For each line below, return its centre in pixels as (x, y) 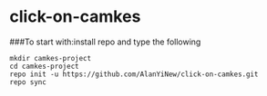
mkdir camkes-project (51, 58)
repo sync (28, 82)
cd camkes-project (44, 66)
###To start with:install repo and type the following (105, 42)
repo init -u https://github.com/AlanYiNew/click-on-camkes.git (134, 74)
